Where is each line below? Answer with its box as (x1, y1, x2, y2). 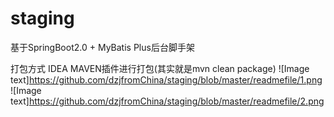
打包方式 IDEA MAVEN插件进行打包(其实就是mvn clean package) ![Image (10, 62, 310, 74)
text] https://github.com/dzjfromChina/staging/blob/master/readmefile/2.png (10, 95, 325, 107)
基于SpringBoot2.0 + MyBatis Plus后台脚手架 (10, 41, 195, 53)
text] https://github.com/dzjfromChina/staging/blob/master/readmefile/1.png (10, 73, 323, 86)
